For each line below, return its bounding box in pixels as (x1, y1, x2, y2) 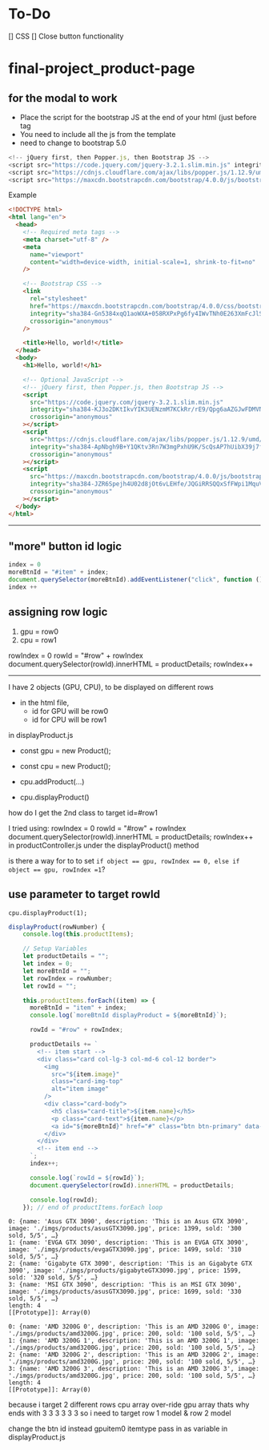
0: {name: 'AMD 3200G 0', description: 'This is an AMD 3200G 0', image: (8, 1323, 260, 1331)
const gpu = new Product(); (19, 746, 111, 755)
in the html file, (19, 698, 70, 707)
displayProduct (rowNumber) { (8, 923, 106, 931)
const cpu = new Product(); (19, 761, 111, 771)
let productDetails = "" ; (22, 953, 110, 961)
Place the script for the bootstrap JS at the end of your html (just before (19, 112, 257, 122)
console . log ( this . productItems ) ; (22, 930, 134, 938)
